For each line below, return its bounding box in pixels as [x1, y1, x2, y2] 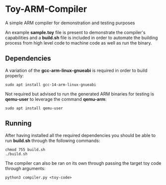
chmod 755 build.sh [5, 147, 46, 152]
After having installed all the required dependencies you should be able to [5, 132, 156, 138]
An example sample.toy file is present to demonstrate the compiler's [5, 29, 146, 35]
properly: [5, 73, 24, 79]
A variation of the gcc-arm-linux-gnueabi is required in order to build [5, 67, 148, 73]
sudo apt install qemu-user [5, 105, 63, 111]
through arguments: [5, 165, 46, 171]
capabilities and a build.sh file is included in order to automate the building [5, 35, 158, 41]
